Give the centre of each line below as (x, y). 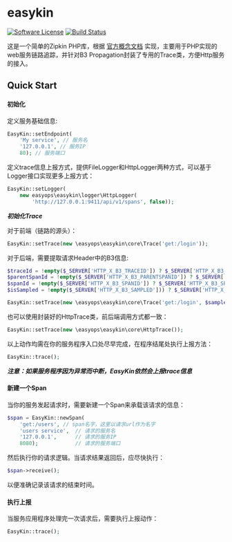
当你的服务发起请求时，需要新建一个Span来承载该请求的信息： (96, 404)
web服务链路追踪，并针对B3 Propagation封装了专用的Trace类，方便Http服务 (116, 55)
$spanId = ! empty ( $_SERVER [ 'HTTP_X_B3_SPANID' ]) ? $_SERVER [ (97, 284)
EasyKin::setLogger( (37, 189)
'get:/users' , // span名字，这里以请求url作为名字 (88, 424)
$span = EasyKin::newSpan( (46, 418)
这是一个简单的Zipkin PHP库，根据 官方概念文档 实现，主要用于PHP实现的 (112, 46)
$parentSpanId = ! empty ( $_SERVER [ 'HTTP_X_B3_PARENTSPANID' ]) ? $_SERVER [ (116, 277)
